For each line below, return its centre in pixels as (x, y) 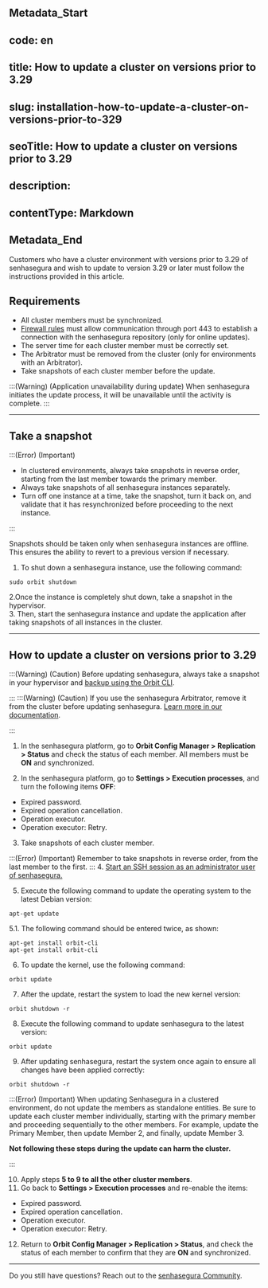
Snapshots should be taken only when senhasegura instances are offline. (129, 544)
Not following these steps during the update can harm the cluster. (120, 1148)
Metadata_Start (49, 13)
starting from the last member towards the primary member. (118, 479)
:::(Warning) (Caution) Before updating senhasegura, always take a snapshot (134, 674)
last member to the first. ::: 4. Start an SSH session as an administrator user (132, 867)
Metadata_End (46, 240)
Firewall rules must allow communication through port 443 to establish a (139, 329)
